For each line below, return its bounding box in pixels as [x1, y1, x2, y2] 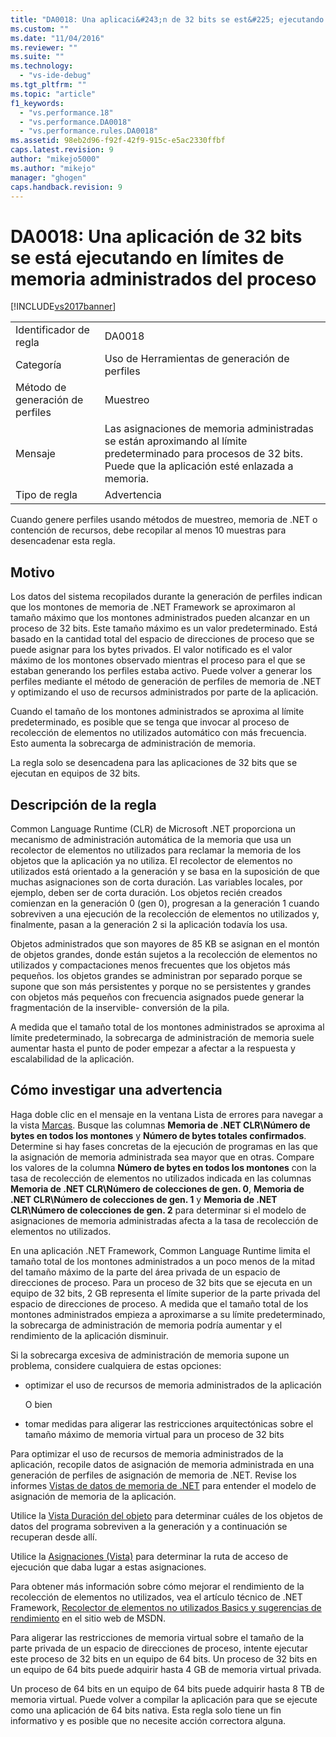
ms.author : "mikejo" [10, 163, 97, 173]
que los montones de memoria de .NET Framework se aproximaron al [10, 601, 296, 613]
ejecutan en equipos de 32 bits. [10, 767, 141, 780]
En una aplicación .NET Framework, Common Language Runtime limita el [10, 1244, 311, 1256]
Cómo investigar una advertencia [10, 1082, 223, 1099]
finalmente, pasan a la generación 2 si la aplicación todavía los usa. [10, 918, 288, 930]
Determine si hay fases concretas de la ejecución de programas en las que [10, 1140, 318, 1152]
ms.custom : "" [10, 24, 70, 34]
